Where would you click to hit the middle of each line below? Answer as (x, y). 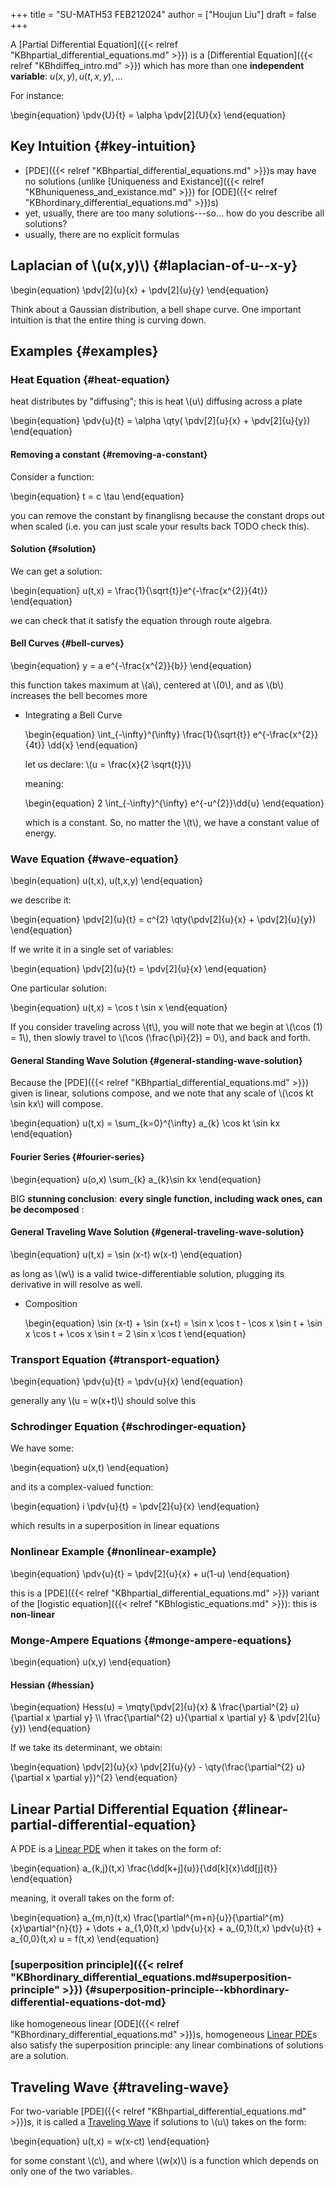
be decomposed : (47, 1209)
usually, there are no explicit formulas (102, 234)
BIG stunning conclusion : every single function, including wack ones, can (166, 1198)
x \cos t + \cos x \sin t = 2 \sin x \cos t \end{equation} (135, 1333)
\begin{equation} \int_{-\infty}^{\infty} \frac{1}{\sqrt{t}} (137, 734)
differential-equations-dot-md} (88, 2002)
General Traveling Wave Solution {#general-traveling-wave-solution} (157, 1232)
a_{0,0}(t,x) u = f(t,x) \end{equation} (85, 1939)
